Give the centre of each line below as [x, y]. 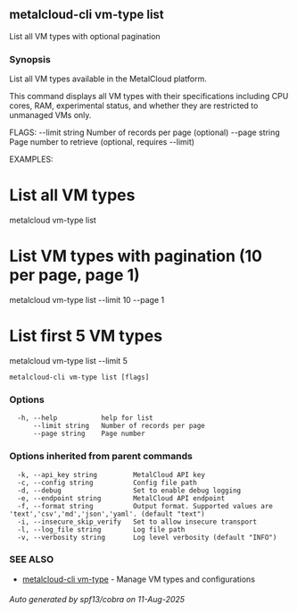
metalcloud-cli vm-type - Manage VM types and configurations [139, 579]
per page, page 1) [74, 275]
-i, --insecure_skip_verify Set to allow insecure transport [137, 522]
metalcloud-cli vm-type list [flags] [79, 377]
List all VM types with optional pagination [85, 36]
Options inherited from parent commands [101, 457]
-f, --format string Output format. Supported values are [145, 506]
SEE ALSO [32, 559]
